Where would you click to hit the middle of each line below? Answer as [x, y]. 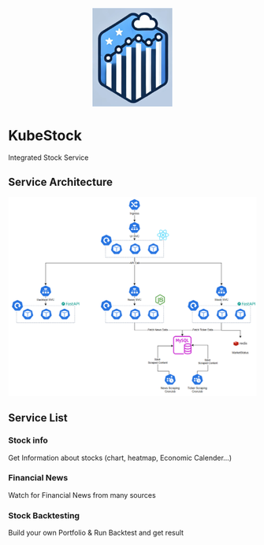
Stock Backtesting [44, 515]
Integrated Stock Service [48, 158]
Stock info [28, 440]
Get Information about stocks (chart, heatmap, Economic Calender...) [120, 458]
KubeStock [45, 136]
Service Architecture [60, 182]
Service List [38, 418]
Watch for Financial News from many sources [82, 495]
